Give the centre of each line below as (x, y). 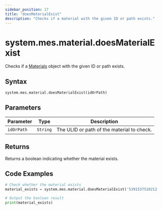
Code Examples (29, 174)
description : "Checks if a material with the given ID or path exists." (80, 18)
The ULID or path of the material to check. (104, 129)
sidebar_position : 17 (27, 9)
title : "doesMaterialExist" (33, 14)
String (44, 129)
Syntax (16, 81)
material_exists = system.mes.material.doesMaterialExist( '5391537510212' (82, 190)
